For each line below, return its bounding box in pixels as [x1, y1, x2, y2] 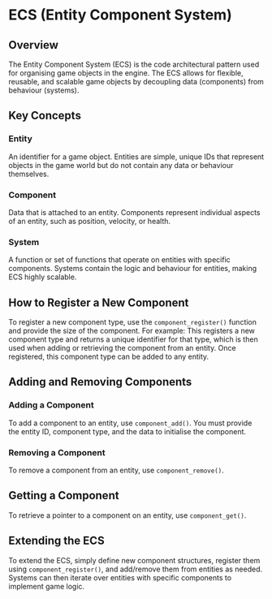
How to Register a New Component [8, 295, 189, 309]
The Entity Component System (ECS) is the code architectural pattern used [8, 59, 260, 69]
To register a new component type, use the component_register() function [8, 317, 257, 327]
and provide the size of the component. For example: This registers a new [8, 326, 256, 336]
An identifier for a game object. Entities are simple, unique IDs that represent [8, 152, 265, 162]
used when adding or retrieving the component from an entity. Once [8, 343, 237, 353]
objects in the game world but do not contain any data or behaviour [8, 160, 234, 170]
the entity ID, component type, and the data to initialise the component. [8, 426, 246, 436]
